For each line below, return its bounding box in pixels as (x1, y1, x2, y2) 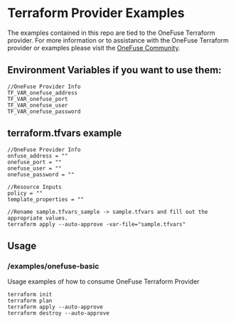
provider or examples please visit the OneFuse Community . (7, 43, 181, 52)
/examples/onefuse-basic (7, 261, 100, 271)
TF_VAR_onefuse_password (7, 108, 81, 115)
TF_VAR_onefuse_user (7, 102, 69, 109)
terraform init (7, 291, 53, 298)
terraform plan (7, 297, 53, 305)
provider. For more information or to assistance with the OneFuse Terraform (7, 36, 229, 44)
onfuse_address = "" (7, 152, 69, 159)
